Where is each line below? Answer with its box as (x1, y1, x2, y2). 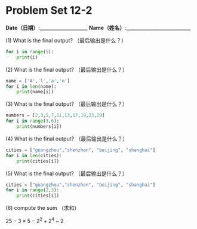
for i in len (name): (5, 83, 57, 90)
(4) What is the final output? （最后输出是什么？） (5, 135, 128, 142)
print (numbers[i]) (16, 124, 62, 130)
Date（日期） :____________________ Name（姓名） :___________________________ (5, 24, 191, 31)
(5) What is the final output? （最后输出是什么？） (5, 170, 128, 177)
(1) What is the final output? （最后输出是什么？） (5, 36, 127, 44)
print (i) (16, 54, 38, 60)
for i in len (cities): (5, 152, 62, 158)
